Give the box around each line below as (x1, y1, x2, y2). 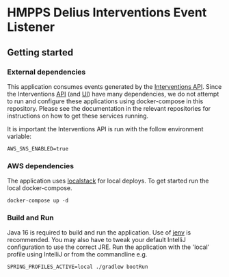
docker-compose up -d (7, 197, 69, 205)
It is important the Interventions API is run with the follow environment (7, 124, 204, 133)
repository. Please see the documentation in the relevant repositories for (7, 104, 211, 112)
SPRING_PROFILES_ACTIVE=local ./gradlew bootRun (7, 263, 148, 271)
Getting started (7, 47, 74, 58)
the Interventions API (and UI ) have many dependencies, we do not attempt (7, 90, 219, 98)
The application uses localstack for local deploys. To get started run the (7, 176, 209, 185)
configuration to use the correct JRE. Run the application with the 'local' (7, 243, 210, 251)
